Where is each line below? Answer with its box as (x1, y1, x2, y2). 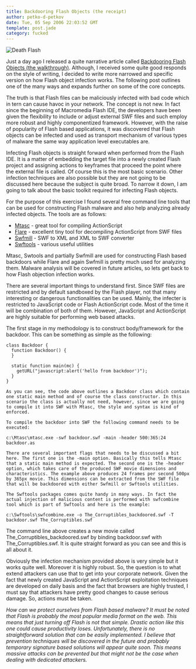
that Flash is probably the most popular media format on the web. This (6, 613, 177, 620)
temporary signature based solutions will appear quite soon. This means (6, 644, 181, 651)
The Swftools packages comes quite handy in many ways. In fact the (6, 492, 177, 497)
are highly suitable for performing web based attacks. (6, 314, 136, 321)
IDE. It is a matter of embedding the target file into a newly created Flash (6, 156, 181, 163)
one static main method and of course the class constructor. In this (6, 394, 182, 400)
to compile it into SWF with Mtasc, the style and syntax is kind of (6, 404, 180, 410)
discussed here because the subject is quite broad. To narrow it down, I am (6, 180, 188, 188)
